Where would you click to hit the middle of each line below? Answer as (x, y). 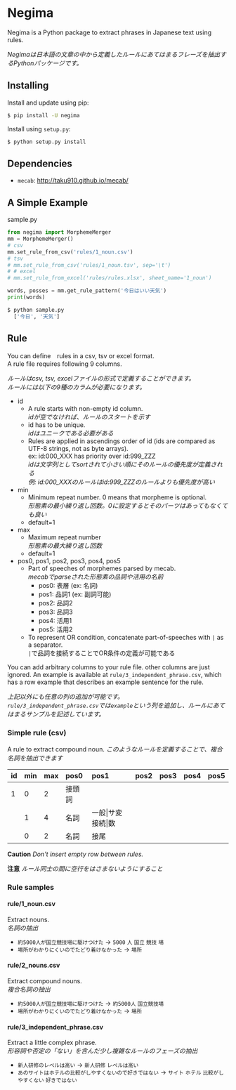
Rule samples (31, 887)
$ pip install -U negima (44, 115)
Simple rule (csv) (37, 733)
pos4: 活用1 (55, 621)
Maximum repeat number (65, 537)
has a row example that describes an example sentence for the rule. (105, 682)
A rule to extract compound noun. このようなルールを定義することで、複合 (115, 749)
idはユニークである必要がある (71, 433)
